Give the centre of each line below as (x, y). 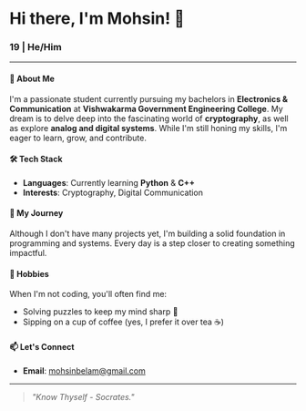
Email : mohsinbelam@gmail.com (84, 370)
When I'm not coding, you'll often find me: (88, 294)
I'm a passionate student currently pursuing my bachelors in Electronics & (149, 98)
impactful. (28, 253)
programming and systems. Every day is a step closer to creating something (153, 243)
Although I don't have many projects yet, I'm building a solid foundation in (148, 234)
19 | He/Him (36, 47)
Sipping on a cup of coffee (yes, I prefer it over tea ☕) (123, 322)
